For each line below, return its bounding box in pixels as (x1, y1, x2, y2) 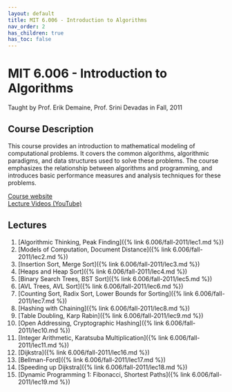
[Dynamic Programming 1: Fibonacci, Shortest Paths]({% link (17, 370, 191, 378)
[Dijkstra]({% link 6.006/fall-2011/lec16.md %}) (17, 348, 151, 357)
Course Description (8, 123, 94, 135)
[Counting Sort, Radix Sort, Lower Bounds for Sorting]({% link (17, 289, 194, 298)
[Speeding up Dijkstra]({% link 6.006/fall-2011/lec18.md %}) (17, 363, 188, 371)
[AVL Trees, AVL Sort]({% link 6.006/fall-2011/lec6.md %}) (17, 282, 184, 290)
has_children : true (8, 29, 64, 37)
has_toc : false (8, 36, 52, 43)
